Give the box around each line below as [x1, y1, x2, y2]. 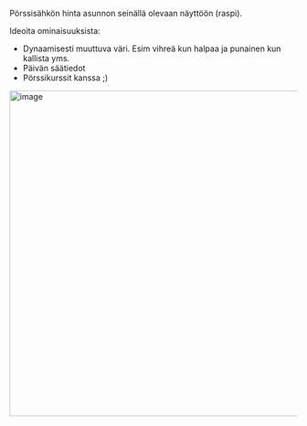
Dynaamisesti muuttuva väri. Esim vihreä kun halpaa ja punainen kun [22, 43, 281, 54]
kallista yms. [22, 53, 70, 63]
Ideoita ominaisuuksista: [9, 26, 101, 36]
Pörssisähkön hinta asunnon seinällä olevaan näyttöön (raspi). [9, 8, 243, 18]
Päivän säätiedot [22, 63, 86, 73]
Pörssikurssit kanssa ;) [22, 72, 109, 83]
